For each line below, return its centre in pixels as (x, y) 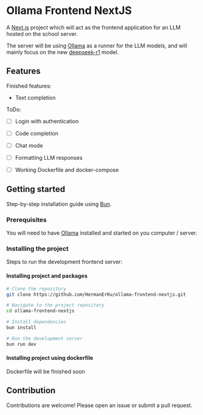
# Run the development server (45, 338)
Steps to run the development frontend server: (64, 262)
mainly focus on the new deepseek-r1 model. (63, 52)
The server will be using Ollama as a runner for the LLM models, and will (97, 46)
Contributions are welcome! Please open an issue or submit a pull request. (99, 405)
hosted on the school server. (42, 33)
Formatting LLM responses (49, 157)
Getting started (36, 189)
